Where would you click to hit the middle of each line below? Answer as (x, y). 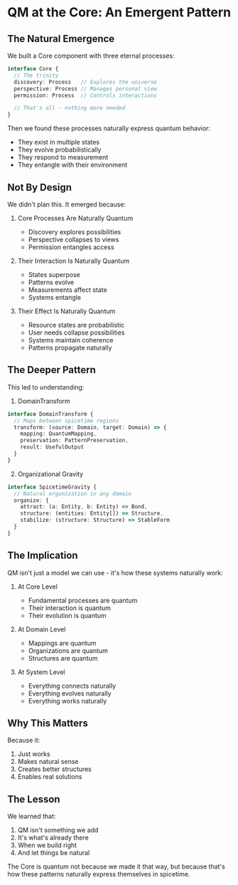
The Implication (43, 556)
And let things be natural (54, 853)
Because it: (24, 740)
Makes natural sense (48, 762)
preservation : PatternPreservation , (75, 441)
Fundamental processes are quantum (83, 600)
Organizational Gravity (50, 473)
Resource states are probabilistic (76, 325)
